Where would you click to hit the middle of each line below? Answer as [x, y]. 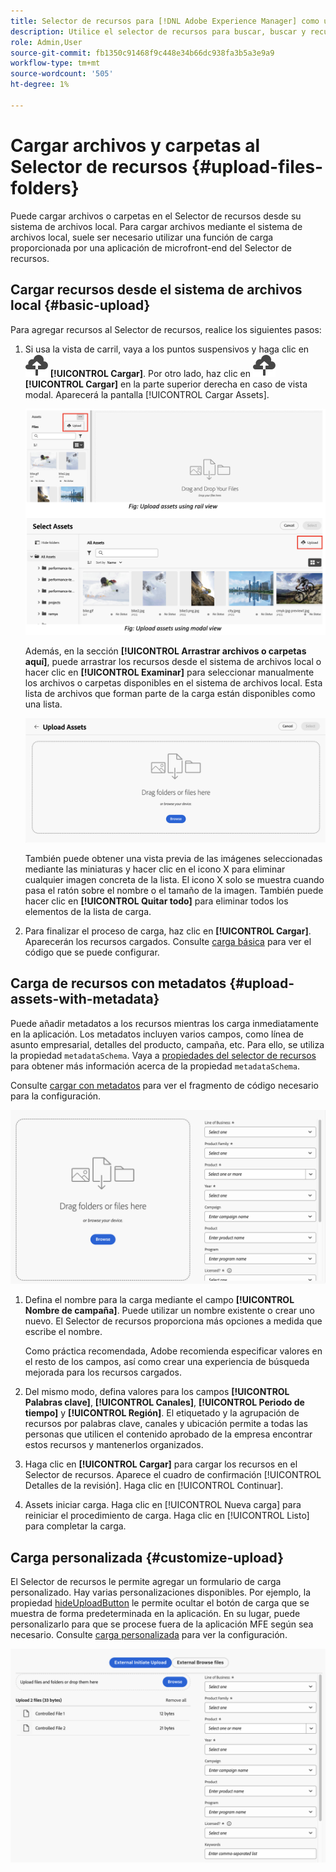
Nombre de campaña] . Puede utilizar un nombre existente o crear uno [169, 1311]
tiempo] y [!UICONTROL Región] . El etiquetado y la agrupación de [162, 1413]
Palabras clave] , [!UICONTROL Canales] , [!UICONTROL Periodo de [164, 1402]
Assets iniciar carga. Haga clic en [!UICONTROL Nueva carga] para [163, 1505]
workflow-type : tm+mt [55, 63]
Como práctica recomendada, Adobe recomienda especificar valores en [173, 1351]
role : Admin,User [46, 42]
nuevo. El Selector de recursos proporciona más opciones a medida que [173, 1321]
